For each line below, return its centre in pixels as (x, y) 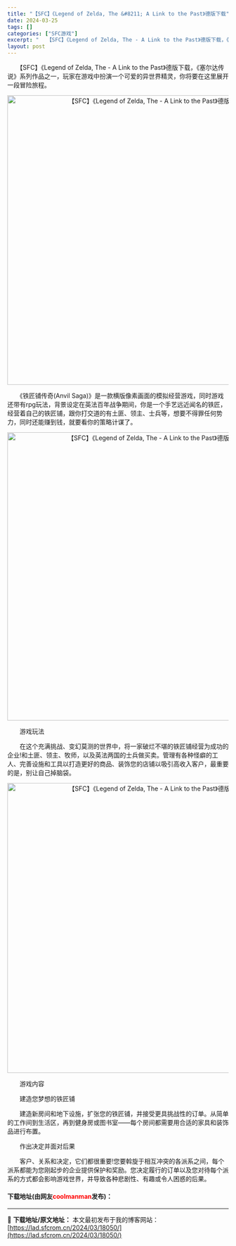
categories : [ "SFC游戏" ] (42, 33)
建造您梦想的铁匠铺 (47, 1099)
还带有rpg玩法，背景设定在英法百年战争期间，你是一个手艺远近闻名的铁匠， (117, 404)
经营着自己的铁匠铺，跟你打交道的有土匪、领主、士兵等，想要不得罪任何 (112, 413)
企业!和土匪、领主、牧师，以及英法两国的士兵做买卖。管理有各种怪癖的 (110, 755)
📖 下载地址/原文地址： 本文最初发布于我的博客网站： (83, 1220)
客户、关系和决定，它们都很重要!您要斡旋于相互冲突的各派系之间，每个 (122, 1161)
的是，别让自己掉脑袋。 (41, 773)
